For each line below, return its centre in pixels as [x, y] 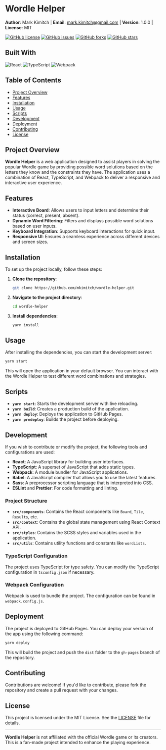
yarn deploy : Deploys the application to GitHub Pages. [67, 414]
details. [13, 723]
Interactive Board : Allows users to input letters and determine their [81, 210]
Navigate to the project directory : [47, 297]
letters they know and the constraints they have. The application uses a [78, 172]
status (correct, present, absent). [46, 215]
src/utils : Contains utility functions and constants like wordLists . [79, 543]
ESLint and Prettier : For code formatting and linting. [65, 488]
